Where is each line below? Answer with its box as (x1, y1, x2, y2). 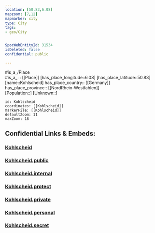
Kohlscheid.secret (5, 222, 49, 229)
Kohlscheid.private (5, 196, 51, 203)
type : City (5, 20, 27, 26)
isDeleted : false (5, 47, 40, 52)
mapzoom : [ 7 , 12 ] (5, 12, 38, 17)
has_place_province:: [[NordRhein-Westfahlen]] (5, 84, 100, 90)
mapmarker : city (5, 16, 38, 21)
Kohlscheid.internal (5, 170, 52, 177)
